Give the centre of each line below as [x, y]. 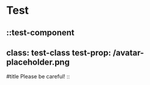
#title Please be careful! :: [38, 77]
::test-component [40, 33]
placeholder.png [38, 62]
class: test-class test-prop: [59, 52]
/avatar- [128, 52]
